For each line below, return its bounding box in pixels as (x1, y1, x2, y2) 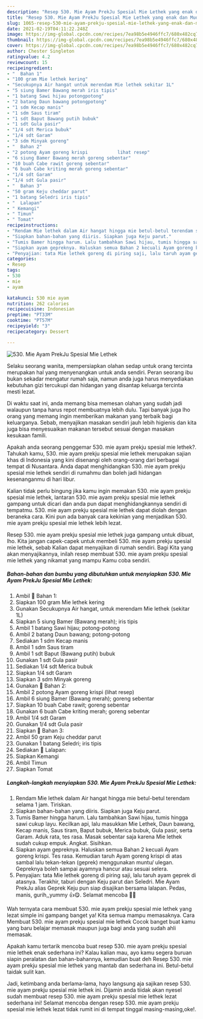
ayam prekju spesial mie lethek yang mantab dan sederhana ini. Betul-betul (7, 962, 194, 969)
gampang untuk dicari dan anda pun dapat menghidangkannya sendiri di (7, 500, 187, 507)
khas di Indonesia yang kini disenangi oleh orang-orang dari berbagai (7, 456, 180, 463)
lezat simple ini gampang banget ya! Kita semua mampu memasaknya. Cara (7, 911, 195, 919)
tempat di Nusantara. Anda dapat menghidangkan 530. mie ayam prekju (7, 463, 186, 470)
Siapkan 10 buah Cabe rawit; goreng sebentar (15, 701, 130, 709)
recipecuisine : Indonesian (7, 306, 75, 312)
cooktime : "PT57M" (7, 318, 53, 324)
